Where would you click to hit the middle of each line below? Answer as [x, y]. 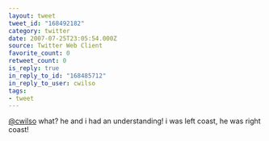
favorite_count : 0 [39, 53]
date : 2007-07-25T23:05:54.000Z [63, 38]
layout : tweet [32, 16]
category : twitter [39, 31]
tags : [17, 91]
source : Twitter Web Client [56, 46]
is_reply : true [34, 68]
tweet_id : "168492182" [46, 23]
